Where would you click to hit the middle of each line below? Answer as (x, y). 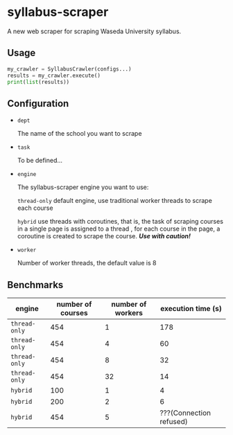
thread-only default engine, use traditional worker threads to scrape (115, 201)
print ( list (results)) (38, 82)
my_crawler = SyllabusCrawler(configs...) (69, 69)
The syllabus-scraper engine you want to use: (83, 187)
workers (129, 313)
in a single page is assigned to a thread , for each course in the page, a (119, 229)
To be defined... (40, 161)
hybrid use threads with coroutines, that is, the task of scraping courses (120, 222)
